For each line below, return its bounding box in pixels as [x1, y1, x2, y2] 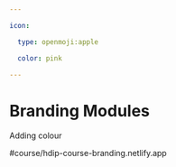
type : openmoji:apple [17, 37, 99, 46]
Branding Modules [9, 100, 151, 121]
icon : [9, 21, 30, 30]
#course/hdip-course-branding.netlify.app [9, 148, 167, 159]
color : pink [17, 53, 63, 63]
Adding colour [9, 130, 62, 141]
